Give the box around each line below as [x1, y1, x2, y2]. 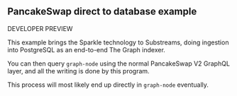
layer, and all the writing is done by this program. [7, 66, 150, 75]
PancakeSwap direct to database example [7, 6, 197, 18]
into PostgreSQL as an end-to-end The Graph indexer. [7, 45, 165, 54]
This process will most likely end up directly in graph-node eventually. [7, 80, 209, 89]
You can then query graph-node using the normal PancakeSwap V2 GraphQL [7, 59, 231, 68]
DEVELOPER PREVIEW [7, 24, 73, 32]
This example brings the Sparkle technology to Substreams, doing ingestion [7, 38, 229, 47]
